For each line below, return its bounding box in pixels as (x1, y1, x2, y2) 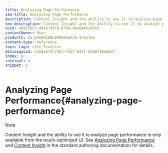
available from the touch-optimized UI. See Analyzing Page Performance (5, 137, 155, 143)
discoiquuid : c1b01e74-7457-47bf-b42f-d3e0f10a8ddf (5, 49, 115, 54)
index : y (5, 53, 23, 59)
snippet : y (5, 63, 28, 68)
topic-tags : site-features (5, 44, 61, 49)
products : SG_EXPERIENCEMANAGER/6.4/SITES (5, 35, 95, 40)
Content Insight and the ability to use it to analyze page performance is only (5, 132, 161, 138)
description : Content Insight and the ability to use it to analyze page (5, 16, 162, 21)
